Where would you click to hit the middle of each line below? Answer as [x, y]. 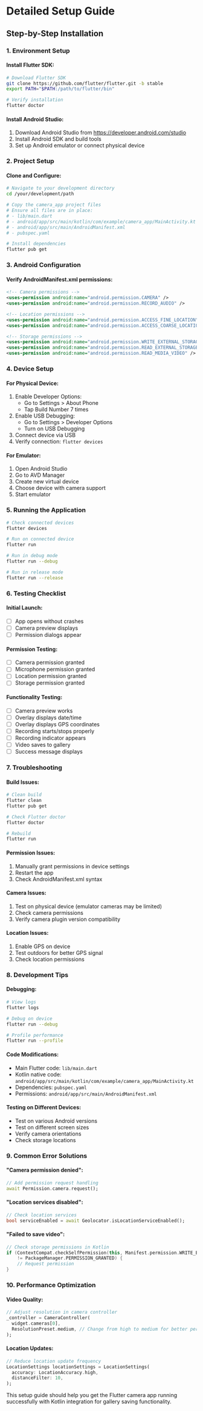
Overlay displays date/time [48, 717]
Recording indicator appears [50, 738]
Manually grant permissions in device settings [72, 866]
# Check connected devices [40, 523]
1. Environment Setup [38, 51]
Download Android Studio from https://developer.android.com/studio [100, 133]
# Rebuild [19, 833]
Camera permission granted [50, 662]
